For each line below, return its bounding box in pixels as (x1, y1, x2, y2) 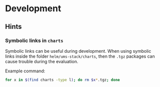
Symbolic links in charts (5, 37, 64, 44)
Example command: (5, 68, 45, 74)
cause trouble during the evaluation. (5, 58, 79, 64)
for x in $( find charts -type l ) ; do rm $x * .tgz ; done (5, 77, 120, 82)
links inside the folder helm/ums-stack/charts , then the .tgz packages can (5, 53, 155, 59)
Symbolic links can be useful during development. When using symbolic (5, 48, 152, 54)
